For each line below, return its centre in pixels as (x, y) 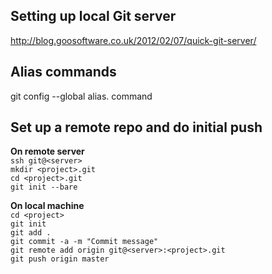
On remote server (47, 151)
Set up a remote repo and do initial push (136, 127)
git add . (31, 233)
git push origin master (60, 259)
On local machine (47, 206)
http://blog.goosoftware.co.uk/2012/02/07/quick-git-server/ (133, 40)
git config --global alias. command (81, 96)
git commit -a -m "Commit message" (84, 242)
